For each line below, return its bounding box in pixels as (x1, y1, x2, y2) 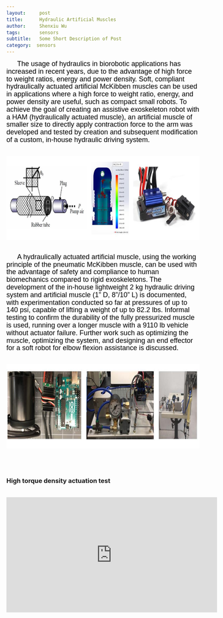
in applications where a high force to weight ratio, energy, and (6, 90, 194, 98)
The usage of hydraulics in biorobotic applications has (17, 60, 181, 68)
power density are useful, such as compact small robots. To (6, 97, 187, 106)
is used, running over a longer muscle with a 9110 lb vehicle (6, 321, 189, 329)
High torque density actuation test (6, 477, 111, 485)
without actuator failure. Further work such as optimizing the (6, 329, 189, 337)
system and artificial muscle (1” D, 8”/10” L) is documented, (6, 291, 187, 299)
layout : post (6, 10, 51, 16)
